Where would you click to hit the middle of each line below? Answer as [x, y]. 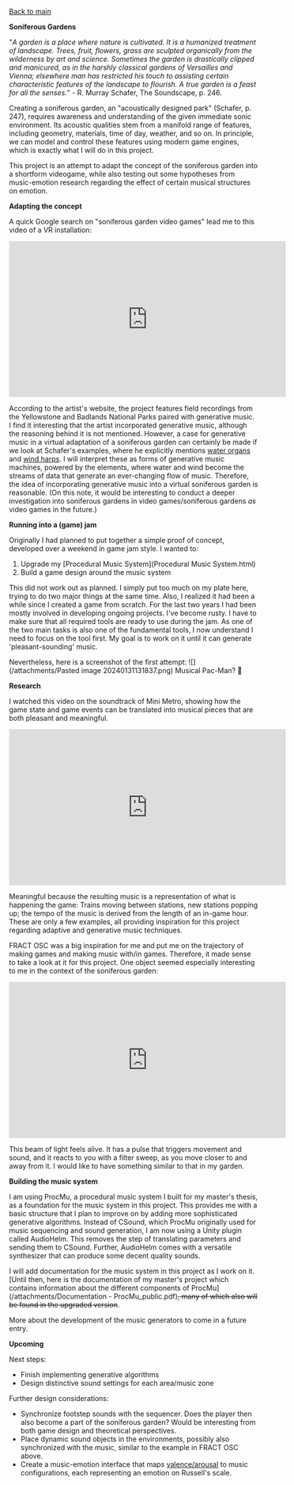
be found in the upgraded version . [64, 1305]
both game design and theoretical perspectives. [98, 1431]
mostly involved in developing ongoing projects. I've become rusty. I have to [133, 613]
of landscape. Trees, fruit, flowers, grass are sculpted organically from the [130, 50]
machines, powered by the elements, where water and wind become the [126, 467]
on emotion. [28, 191]
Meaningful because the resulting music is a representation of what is [122, 896]
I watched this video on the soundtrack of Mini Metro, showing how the [125, 701]
